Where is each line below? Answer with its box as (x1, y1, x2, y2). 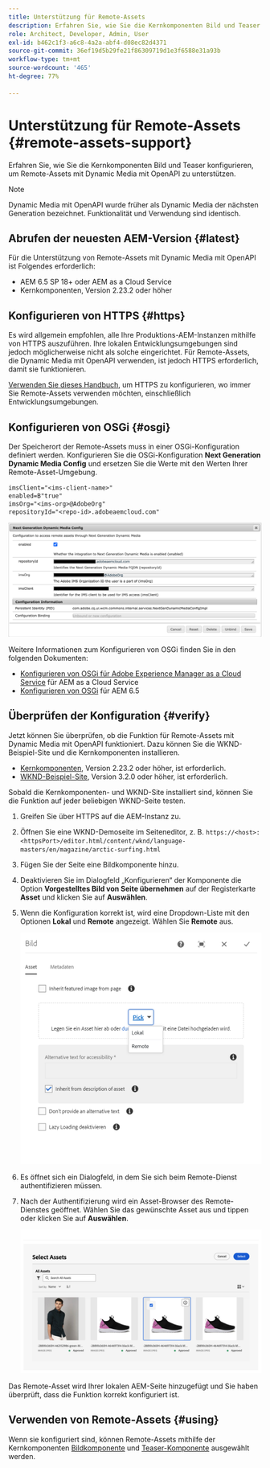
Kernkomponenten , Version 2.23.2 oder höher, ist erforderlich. (19, 763, 227, 773)
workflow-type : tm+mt (8, 55, 81, 64)
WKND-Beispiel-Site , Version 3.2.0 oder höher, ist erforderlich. (19, 772, 228, 781)
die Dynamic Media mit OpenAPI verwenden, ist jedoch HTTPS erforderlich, (8, 356, 259, 366)
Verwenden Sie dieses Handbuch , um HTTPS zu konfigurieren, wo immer (8, 380, 252, 390)
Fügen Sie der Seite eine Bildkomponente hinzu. (19, 859, 179, 869)
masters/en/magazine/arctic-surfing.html (19, 845, 161, 854)
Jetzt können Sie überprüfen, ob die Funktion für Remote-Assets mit (8, 730, 235, 740)
